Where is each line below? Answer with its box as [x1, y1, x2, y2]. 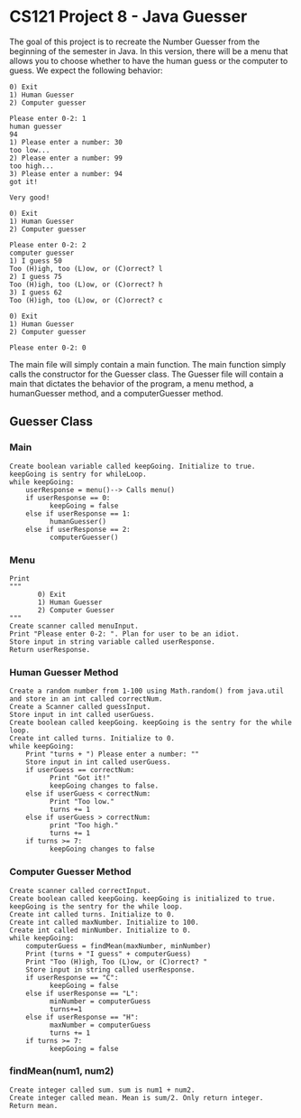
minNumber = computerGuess [49, 996, 151, 1006]
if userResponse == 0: [25, 493, 111, 502]
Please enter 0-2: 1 [9, 114, 87, 123]
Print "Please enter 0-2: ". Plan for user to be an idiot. [9, 629, 241, 638]
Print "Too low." [49, 797, 115, 806]
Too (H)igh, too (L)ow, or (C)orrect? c [9, 295, 164, 304]
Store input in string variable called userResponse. [9, 637, 216, 647]
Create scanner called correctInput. [9, 886, 151, 895]
